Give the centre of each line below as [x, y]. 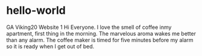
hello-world [36, 11]
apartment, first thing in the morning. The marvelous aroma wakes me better [101, 33]
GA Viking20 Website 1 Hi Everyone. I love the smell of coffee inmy [89, 27]
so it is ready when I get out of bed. [50, 46]
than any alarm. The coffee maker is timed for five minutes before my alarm [100, 40]
